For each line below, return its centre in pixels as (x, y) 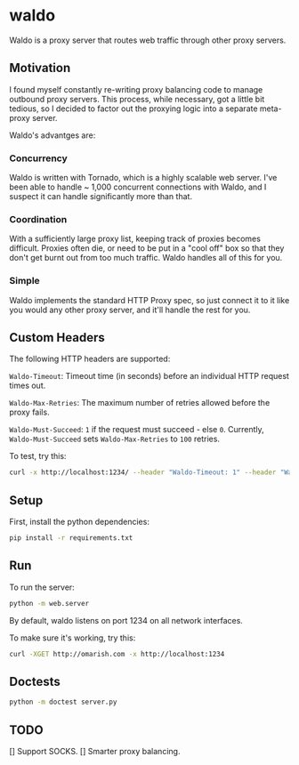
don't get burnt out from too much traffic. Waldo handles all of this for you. (146, 258)
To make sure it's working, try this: (73, 638)
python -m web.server (49, 603)
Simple (24, 281)
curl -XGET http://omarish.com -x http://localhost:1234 (117, 654)
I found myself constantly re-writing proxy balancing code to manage (136, 89)
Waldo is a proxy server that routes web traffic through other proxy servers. (148, 40)
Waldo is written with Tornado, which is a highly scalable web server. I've (143, 178)
